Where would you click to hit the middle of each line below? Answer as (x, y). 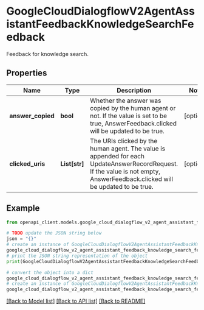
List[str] (72, 164)
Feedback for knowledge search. (48, 54)
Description (134, 90)
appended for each (117, 156)
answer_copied (32, 116)
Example (23, 208)
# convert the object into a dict (50, 272)
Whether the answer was (126, 100)
